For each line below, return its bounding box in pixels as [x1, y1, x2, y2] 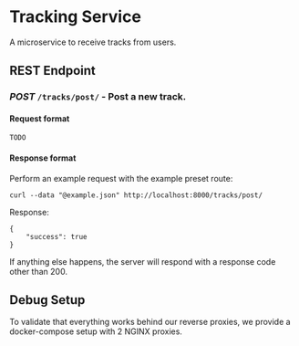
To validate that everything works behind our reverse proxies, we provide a [9, 317, 291, 328]
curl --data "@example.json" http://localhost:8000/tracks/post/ [9, 190, 263, 200]
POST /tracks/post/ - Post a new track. [9, 90, 187, 103]
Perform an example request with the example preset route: [9, 173, 233, 183]
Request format [9, 112, 70, 124]
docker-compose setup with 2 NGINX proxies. [9, 326, 182, 337]
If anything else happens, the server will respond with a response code [9, 256, 276, 267]
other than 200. [9, 266, 68, 277]
